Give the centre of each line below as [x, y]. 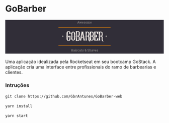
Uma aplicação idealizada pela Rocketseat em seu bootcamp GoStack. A [80, 61]
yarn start [17, 116]
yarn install [19, 106]
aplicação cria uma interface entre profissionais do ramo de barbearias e [81, 67]
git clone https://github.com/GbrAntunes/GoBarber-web [64, 96]
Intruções [17, 85]
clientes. [14, 72]
